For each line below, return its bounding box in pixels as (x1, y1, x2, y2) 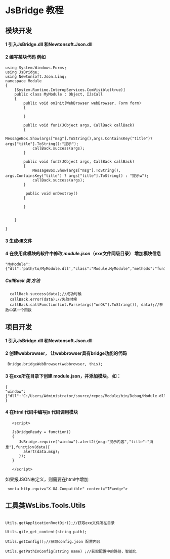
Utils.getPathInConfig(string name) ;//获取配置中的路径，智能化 (5, 549, 137, 554)
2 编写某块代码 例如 (5, 54, 46, 60)
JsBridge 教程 (5, 5, 64, 16)
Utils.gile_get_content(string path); (5, 529, 87, 534)
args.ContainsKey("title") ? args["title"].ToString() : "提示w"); (5, 173, 149, 178)
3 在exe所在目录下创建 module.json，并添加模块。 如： (5, 372, 121, 379)
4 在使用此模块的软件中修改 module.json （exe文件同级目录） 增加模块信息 (5, 250, 161, 256)
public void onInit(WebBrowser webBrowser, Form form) (23, 101, 142, 106)
